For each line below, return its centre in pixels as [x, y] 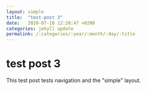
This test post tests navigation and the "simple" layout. [73, 80]
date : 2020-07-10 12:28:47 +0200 [51, 23]
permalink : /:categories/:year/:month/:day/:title [71, 34]
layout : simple [25, 12]
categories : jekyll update [40, 28]
